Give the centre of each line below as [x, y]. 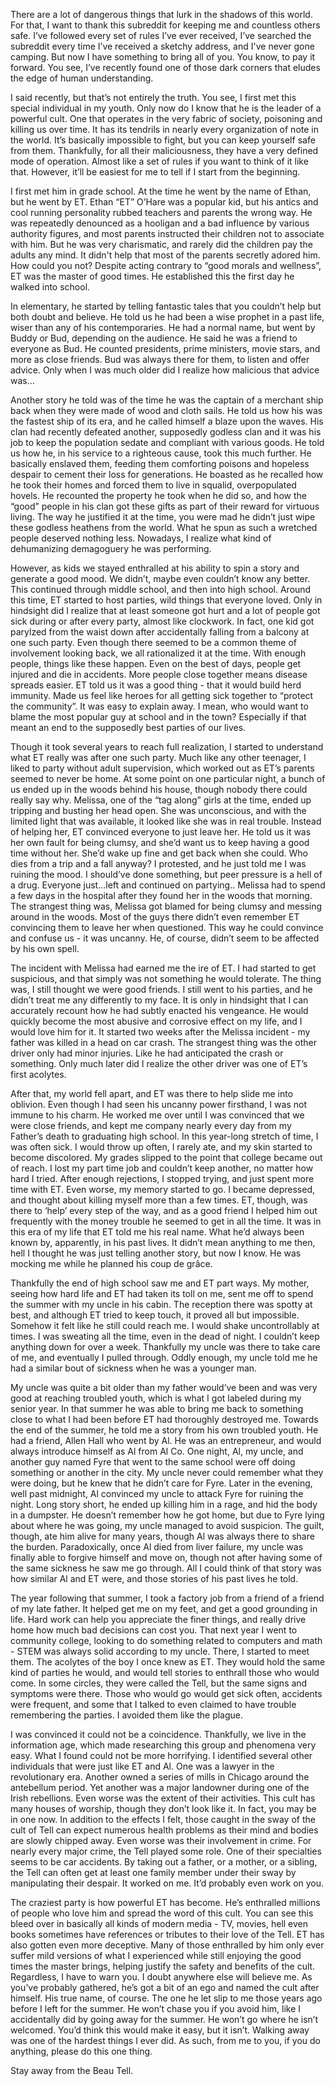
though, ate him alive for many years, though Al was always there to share [162, 1536]
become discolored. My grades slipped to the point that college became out [166, 1157]
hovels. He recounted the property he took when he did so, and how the [158, 495]
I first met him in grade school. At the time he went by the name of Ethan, [161, 191]
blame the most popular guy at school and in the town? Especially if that [158, 717]
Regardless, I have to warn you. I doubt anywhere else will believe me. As [161, 1977]
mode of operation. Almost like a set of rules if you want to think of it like [159, 161]
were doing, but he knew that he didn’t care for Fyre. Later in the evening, [161, 1483]
